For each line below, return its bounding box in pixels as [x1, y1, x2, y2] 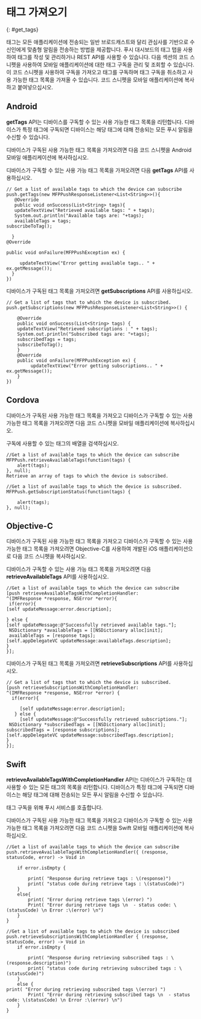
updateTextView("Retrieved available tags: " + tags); [14, 207, 155, 213]
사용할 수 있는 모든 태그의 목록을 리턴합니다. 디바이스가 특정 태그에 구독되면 [6, 784, 183, 791]
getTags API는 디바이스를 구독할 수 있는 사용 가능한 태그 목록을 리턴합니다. [6, 118, 183, 126]
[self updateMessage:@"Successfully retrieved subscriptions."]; [19, 717, 188, 723]
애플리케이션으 [159, 545, 193, 552]
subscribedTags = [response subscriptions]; [6, 727, 120, 733]
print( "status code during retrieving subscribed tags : [28, 965, 177, 972]
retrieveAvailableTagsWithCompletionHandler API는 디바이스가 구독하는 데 [6, 776, 192, 784]
